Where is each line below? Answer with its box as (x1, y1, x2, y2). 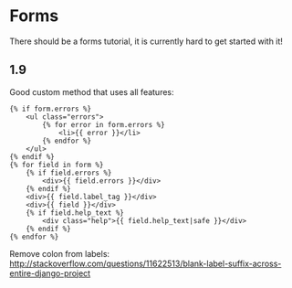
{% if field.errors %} (26, 168, 112, 177)
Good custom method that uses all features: (9, 86, 175, 97)
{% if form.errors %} (9, 104, 92, 113)
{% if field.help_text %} (26, 208, 125, 218)
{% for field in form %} (9, 160, 104, 169)
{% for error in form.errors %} (42, 120, 166, 129)
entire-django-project (9, 267, 91, 279)
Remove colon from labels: (9, 248, 110, 259)
